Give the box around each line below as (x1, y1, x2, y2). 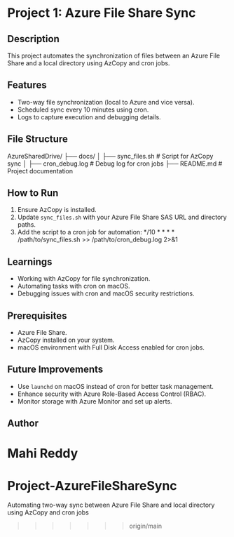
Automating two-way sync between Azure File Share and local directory (7, 500, 215, 510)
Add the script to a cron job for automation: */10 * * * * (17, 228, 175, 237)
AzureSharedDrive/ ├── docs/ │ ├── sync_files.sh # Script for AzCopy (7, 152, 214, 160)
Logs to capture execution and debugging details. (17, 112, 161, 121)
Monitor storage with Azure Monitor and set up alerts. (17, 397, 173, 405)
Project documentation (7, 166, 74, 175)
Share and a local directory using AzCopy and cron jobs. (7, 59, 170, 67)
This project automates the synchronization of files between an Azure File (7, 51, 221, 60)
